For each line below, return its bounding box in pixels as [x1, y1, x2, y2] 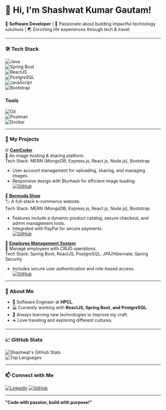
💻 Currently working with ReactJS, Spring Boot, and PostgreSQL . [12, 305, 148, 311]
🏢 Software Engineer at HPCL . [12, 299, 74, 305]
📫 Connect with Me [5, 372, 54, 379]
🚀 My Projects [5, 136, 40, 143]
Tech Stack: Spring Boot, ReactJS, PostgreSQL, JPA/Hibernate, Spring [5, 250, 148, 256]
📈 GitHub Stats [5, 336, 43, 343]
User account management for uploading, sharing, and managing [12, 167, 146, 173]
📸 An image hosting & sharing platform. [5, 153, 85, 159]
